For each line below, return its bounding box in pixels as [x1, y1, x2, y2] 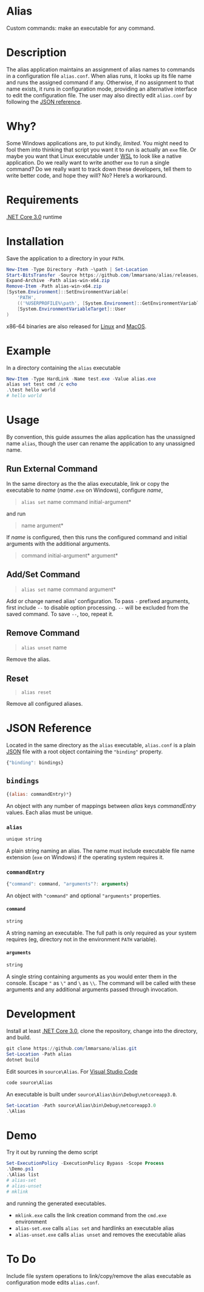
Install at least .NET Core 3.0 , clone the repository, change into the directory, [6, 1028, 198, 1035]
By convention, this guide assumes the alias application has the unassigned [6, 433, 195, 440]
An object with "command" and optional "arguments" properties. [6, 892, 161, 899]
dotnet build [6, 1057, 39, 1063]
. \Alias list [6, 1172, 39, 1178]
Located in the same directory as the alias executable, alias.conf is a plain [6, 742, 196, 749]
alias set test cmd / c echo [6, 381, 78, 387]
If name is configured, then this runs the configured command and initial [6, 533, 187, 541]
